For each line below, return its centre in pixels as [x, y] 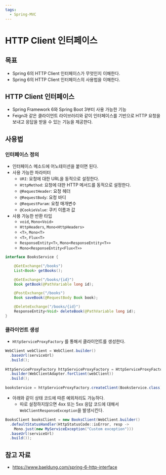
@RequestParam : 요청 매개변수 [48, 203]
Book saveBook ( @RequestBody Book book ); [56, 298]
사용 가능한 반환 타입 [32, 216]
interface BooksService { [32, 257]
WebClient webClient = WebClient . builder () [51, 351]
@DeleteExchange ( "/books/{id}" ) [47, 307]
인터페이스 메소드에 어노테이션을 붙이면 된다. [55, 166]
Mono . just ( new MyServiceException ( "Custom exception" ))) [74, 429]
